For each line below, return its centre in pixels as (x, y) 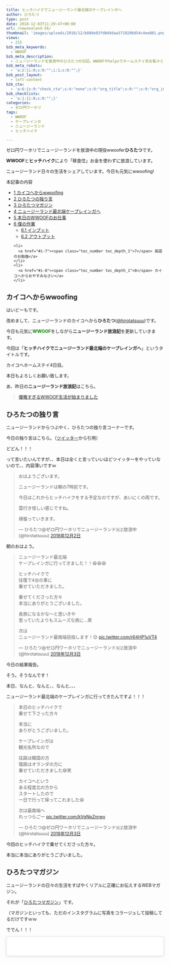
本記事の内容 (19, 182)
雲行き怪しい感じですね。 (45, 508)
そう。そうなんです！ (28, 675)
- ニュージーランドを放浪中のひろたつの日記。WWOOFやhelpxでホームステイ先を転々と (87, 61)
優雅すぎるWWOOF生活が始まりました (58, 397)
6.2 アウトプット (38, 236)
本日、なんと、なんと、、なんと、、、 (42, 686)
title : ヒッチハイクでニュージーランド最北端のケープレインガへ (64, 10)
